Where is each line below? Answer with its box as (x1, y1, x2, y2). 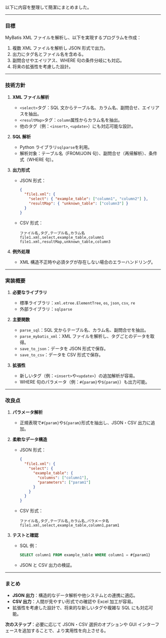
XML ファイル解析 (12, 94, 49, 100)
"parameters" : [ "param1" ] (37, 480, 91, 485)
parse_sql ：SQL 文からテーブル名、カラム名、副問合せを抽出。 (19, 327, 149, 333)
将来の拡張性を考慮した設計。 (12, 64, 73, 70)
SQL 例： (19, 543, 39, 549)
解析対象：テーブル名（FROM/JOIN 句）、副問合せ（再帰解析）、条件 (19, 150, 158, 156)
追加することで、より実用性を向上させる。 (22, 628, 109, 634)
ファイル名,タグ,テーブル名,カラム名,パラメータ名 (19, 518, 110, 524)
